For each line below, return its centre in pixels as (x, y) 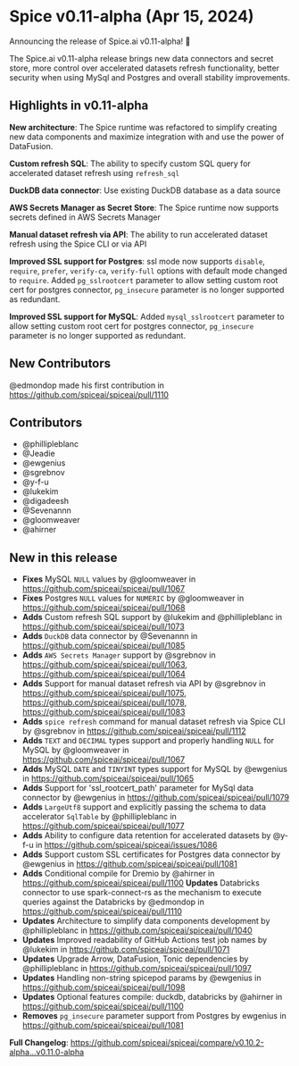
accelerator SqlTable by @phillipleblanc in (99, 817)
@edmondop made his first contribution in (87, 385)
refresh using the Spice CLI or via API (78, 244)
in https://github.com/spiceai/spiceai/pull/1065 (108, 778)
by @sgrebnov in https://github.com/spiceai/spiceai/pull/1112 (134, 731)
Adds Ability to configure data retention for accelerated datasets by (146, 835)
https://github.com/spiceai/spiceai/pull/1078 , (104, 702)
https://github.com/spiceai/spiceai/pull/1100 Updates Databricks (141, 883)
